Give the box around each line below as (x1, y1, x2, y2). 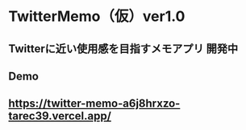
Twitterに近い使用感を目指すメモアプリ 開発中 (8, 42, 239, 55)
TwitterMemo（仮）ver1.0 (8, 7, 186, 26)
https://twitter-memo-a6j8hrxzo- (8, 97, 181, 111)
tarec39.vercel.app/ (8, 109, 111, 123)
